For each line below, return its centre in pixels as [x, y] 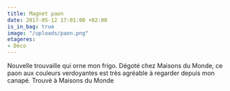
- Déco [17, 46]
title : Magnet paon [36, 14]
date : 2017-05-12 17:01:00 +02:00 [58, 20]
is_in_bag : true [31, 26]
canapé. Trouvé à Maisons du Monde [61, 80]
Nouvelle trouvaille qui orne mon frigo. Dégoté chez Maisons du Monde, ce [115, 66]
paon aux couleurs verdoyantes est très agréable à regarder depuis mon [111, 73]
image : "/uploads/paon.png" [48, 33]
